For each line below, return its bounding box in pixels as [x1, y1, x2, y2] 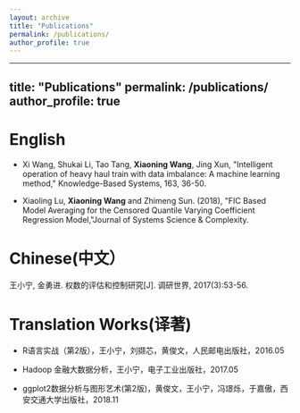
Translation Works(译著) [9, 314, 192, 334]
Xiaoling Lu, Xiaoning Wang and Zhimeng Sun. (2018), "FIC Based [21, 195, 266, 206]
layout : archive [9, 13, 70, 22]
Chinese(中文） [9, 248, 125, 268]
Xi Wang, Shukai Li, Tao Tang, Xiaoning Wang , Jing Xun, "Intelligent [21, 158, 273, 170]
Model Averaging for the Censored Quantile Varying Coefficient [21, 205, 256, 215]
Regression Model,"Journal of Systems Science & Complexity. [21, 214, 249, 224]
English [9, 129, 66, 149]
